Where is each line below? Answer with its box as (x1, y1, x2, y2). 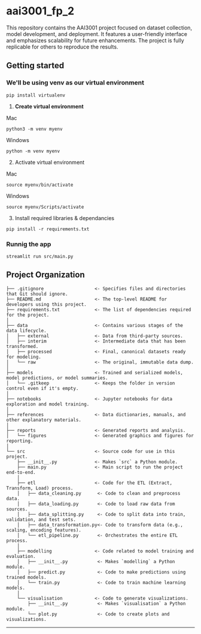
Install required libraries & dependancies (14, 214, 115, 221)
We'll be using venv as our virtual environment (6, 79, 145, 87)
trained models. (6, 574, 47, 580)
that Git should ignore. (6, 291, 68, 297)
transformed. (6, 343, 39, 349)
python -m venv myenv (6, 148, 60, 154)
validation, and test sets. (6, 516, 77, 522)
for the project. (6, 312, 50, 318)
